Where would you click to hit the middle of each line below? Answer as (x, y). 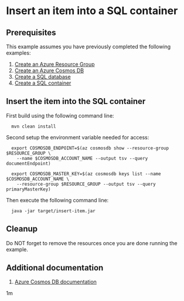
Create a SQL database (43, 77)
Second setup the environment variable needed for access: (78, 137)
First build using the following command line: (60, 115)
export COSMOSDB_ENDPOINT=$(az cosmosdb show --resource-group (90, 148)
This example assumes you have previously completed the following (88, 46)
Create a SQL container (43, 83)
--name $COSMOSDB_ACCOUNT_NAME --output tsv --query (82, 158)
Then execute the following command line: (57, 200)
